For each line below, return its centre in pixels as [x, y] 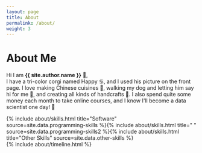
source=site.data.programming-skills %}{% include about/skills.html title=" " [101, 125]
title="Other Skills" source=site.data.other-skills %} [70, 138]
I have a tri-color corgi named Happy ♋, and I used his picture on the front [99, 81]
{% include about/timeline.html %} [49, 145]
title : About [23, 17]
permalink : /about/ [31, 23]
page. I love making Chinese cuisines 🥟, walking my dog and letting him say [100, 88]
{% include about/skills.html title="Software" [62, 119]
